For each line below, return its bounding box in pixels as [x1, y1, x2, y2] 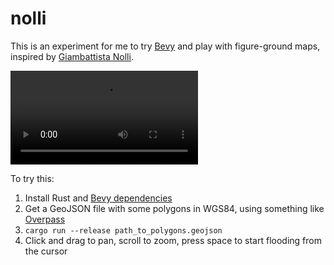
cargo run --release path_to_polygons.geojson [24, 225, 223, 236]
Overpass [24, 213, 66, 225]
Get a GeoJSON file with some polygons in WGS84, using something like [24, 202, 325, 214]
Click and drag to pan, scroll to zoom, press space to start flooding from [24, 234, 322, 246]
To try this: [10, 172, 55, 184]
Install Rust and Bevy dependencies [24, 192, 173, 204]
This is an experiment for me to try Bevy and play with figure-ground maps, [10, 40, 321, 52]
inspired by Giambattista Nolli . [10, 50, 134, 62]
